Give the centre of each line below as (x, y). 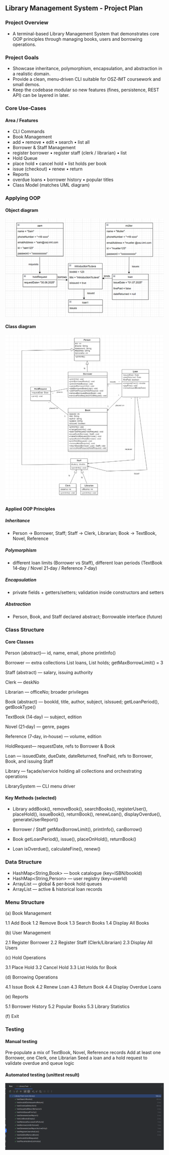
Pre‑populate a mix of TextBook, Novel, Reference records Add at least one (83, 1053)
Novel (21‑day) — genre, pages (37, 727)
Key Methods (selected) (31, 798)
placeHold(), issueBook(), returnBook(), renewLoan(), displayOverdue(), (87, 814)
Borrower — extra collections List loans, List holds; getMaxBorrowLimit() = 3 (84, 663)
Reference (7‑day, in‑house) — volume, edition (53, 737)
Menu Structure (25, 902)
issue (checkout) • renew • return (48, 169)
